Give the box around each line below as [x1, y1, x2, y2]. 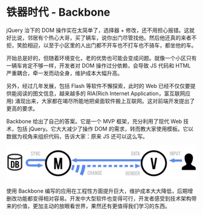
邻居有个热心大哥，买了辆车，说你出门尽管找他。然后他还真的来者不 [27, 34, 197, 41]
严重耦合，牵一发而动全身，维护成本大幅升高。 [6, 69, 123, 76]
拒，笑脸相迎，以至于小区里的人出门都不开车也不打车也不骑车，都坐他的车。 [6, 42, 197, 49]
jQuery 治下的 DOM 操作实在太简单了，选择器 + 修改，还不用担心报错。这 [6, 26, 190, 34]
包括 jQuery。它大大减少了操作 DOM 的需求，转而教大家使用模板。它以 [16, 125, 194, 132]
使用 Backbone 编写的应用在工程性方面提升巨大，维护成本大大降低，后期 [6, 187, 188, 195]
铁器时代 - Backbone [6, 5, 111, 19]
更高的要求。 [6, 105, 38, 112]
